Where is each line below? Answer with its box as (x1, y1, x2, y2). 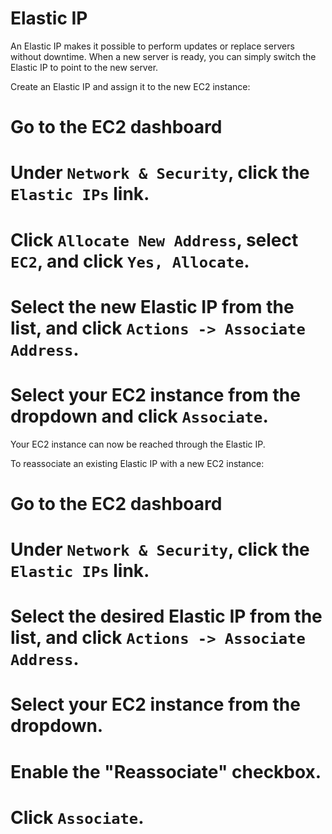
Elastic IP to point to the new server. (10, 61, 159, 73)
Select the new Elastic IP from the (10, 295, 295, 318)
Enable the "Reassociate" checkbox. (10, 760, 322, 783)
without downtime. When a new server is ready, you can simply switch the (10, 50, 317, 62)
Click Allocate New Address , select (10, 228, 299, 251)
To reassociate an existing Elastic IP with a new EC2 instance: (10, 457, 265, 469)
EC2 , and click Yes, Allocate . (10, 250, 250, 272)
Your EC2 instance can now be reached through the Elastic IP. (10, 438, 266, 450)
